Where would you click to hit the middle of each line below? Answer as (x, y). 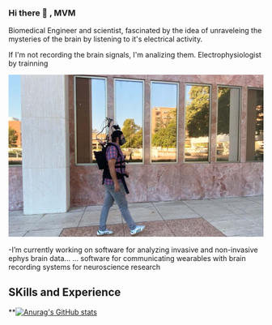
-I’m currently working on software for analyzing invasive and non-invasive (134, 250)
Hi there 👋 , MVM (42, 13)
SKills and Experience (65, 292)
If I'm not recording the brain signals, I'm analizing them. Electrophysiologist (135, 55)
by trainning (28, 63)
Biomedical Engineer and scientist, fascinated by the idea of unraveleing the (135, 31)
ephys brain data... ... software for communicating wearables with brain (127, 258)
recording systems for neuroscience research (85, 267)
